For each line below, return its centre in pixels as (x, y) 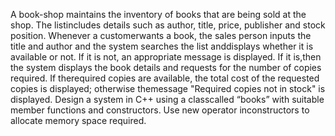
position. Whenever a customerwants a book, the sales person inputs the (161, 35)
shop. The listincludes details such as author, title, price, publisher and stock (168, 25)
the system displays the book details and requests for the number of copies (166, 67)
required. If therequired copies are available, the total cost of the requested (165, 78)
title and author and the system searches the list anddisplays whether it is (162, 46)
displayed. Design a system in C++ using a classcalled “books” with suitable (167, 99)
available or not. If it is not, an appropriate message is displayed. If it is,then (166, 57)
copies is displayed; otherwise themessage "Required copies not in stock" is (168, 88)
